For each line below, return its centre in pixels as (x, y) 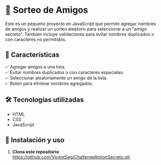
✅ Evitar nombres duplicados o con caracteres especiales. (65, 72)
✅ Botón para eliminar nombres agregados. (49, 83)
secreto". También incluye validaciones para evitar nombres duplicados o (80, 34)
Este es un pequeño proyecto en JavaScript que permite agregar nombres (81, 24)
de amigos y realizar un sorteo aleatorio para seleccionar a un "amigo (76, 29)
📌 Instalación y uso (35, 140)
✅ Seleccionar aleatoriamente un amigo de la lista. (56, 78)
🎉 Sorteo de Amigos (47, 10)
